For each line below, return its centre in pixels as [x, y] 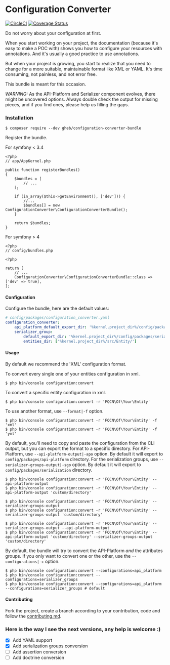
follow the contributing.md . [33, 616]
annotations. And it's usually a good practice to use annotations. [72, 54]
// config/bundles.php [29, 251]
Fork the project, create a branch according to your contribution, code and [83, 611]
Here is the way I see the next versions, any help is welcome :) [83, 630]
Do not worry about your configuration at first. [53, 33]
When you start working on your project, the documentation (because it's [82, 43]
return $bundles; [33, 223]
